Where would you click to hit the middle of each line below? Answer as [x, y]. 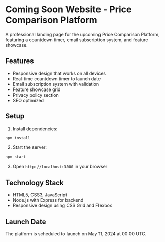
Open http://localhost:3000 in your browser [60, 167]
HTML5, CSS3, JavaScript [40, 195]
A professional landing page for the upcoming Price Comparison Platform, [82, 34]
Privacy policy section [36, 95]
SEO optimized [28, 100]
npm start [16, 157]
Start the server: [30, 147]
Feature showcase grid [37, 89]
